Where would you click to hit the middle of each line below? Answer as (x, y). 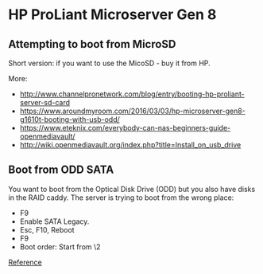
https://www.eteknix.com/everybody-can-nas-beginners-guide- (125, 128)
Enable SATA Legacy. (54, 221)
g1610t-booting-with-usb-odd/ (70, 119)
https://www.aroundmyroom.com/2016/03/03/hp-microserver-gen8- (133, 111)
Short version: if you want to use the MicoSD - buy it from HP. (109, 63)
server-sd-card (44, 102)
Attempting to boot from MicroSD (92, 44)
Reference (25, 262)
